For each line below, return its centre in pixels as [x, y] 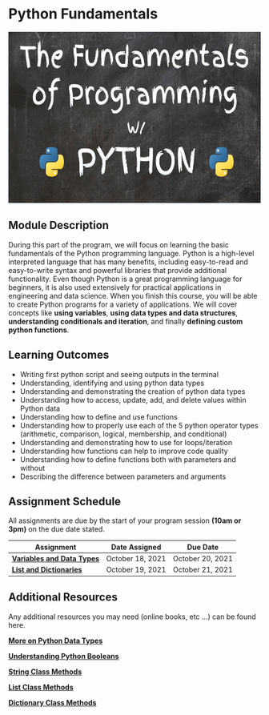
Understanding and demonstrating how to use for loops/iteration [126, 442]
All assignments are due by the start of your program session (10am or [125, 520]
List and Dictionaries [47, 570]
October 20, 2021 [203, 559]
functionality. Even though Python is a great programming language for [125, 279]
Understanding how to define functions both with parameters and [128, 459]
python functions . [39, 330]
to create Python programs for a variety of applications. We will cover [123, 304]
